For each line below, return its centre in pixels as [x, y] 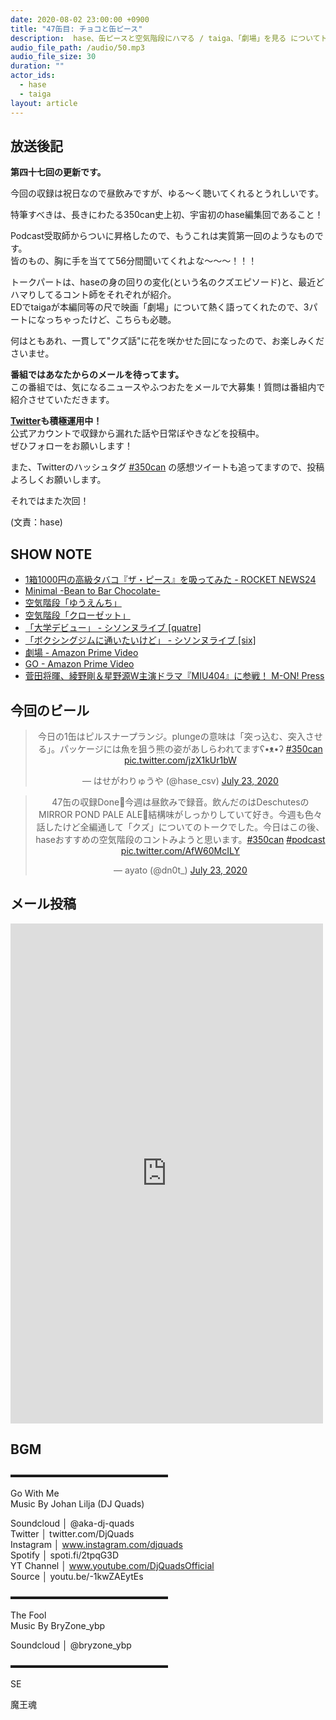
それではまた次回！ [50, 501]
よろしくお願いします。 [58, 480]
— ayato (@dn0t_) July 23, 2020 [180, 870]
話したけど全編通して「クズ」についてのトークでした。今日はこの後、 [180, 827]
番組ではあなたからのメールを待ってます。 [97, 375]
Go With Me [35, 1493]
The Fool [28, 1615]
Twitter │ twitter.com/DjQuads [72, 1533]
